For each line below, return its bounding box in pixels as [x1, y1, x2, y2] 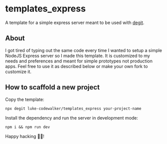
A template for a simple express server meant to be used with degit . [5, 19, 145, 25]
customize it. [5, 68, 31, 74]
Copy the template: [5, 96, 45, 102]
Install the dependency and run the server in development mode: [5, 114, 139, 120]
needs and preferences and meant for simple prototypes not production [5, 58, 153, 64]
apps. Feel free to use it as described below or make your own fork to [5, 63, 148, 69]
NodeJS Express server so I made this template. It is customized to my [5, 52, 151, 58]
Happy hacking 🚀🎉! [5, 133, 45, 139]
